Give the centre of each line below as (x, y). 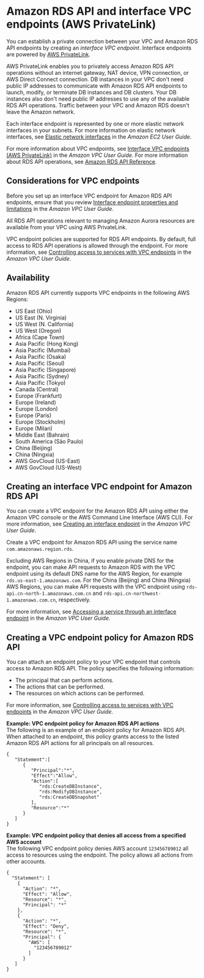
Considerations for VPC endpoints (73, 181)
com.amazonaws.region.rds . (40, 549)
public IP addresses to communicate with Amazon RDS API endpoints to (97, 86)
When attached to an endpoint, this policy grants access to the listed (93, 736)
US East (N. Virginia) (41, 318)
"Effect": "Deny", (46, 926)
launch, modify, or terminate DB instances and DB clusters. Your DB (92, 92)
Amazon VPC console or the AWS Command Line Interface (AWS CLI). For (100, 518)
